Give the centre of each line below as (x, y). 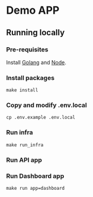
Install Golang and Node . (36, 62)
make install (22, 90)
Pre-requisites (27, 50)
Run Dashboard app (35, 176)
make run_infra (25, 145)
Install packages (31, 78)
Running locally (36, 33)
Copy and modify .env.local (46, 105)
